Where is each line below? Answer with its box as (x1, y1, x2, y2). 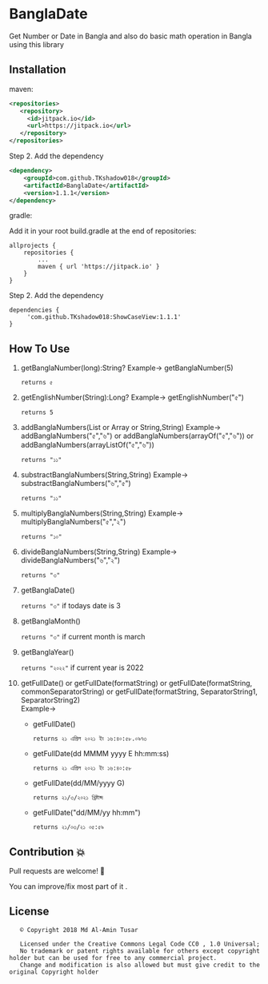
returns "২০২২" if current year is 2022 (20, 663, 144, 672)
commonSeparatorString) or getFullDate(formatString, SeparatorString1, (20, 687, 258, 696)
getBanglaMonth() (20, 616, 81, 626)
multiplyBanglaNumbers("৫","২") (20, 517, 126, 527)
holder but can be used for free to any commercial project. (9, 954, 218, 962)
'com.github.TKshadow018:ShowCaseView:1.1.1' (26, 313, 182, 321)
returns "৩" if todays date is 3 (20, 601, 121, 611)
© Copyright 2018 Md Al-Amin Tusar (19, 926, 138, 934)
